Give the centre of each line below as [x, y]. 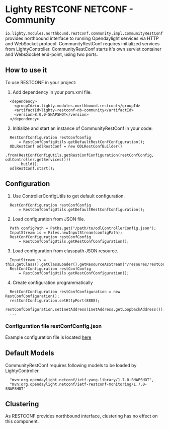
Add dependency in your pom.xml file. [52, 92]
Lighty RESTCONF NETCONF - [69, 9]
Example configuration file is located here [48, 337]
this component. [22, 421]
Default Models [30, 353]
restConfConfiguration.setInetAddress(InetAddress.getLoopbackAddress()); [85, 309]
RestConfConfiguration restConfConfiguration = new [65, 292]
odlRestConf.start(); [32, 168]
